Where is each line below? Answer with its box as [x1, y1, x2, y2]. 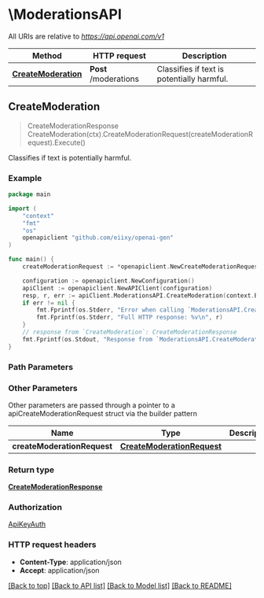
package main [8, 190, 51, 198]
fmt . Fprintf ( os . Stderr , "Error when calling [36, 306, 185, 314]
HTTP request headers [8, 539, 97, 550]
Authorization [8, 502, 63, 513]
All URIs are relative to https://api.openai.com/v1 [8, 31, 165, 41]
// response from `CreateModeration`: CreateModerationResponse [22, 328, 237, 336]
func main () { [8, 256, 55, 264]
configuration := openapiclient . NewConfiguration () [22, 277, 195, 285]
